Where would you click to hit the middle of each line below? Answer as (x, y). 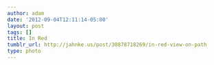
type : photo (24, 51)
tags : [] (20, 32)
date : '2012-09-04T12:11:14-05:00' (58, 20)
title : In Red (27, 39)
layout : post (26, 26)
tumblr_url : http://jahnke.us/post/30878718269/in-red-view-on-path (107, 45)
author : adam (26, 13)
